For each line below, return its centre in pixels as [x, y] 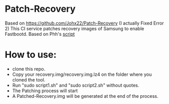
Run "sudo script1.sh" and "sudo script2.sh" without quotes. [76, 85]
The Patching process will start [45, 91]
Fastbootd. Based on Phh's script [40, 34]
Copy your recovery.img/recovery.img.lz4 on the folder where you [82, 74]
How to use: [31, 55]
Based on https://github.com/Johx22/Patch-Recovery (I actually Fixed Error [84, 23]
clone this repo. [29, 69]
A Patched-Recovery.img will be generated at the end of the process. [85, 96]
